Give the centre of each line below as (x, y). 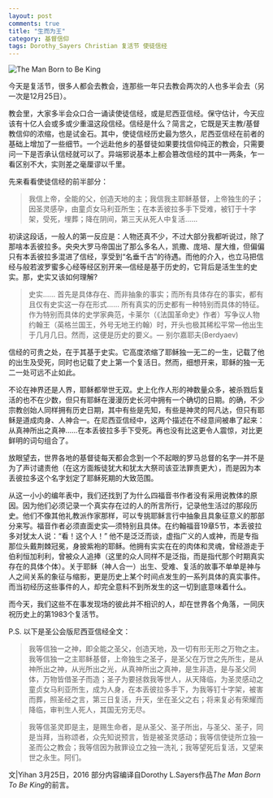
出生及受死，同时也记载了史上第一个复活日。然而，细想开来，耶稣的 (129, 362)
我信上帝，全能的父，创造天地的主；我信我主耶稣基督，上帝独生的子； (146, 199)
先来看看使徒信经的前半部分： (58, 182)
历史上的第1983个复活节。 (59, 614)
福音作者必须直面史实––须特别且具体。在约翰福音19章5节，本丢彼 (145, 526)
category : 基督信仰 (39, 39)
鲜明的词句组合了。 (41, 440)
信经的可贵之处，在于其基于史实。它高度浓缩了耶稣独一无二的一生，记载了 (133, 352)
